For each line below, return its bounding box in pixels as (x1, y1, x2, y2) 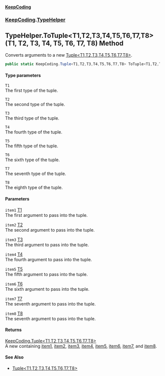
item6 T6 (5, 281, 23, 287)
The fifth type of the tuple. (5, 143, 58, 149)
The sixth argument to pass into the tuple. (5, 286, 90, 292)
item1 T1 (5, 207, 22, 213)
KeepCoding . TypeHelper (5, 16, 66, 23)
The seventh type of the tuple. (5, 171, 66, 177)
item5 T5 (5, 266, 23, 272)
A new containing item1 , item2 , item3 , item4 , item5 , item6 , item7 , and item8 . (5, 343, 157, 349)
